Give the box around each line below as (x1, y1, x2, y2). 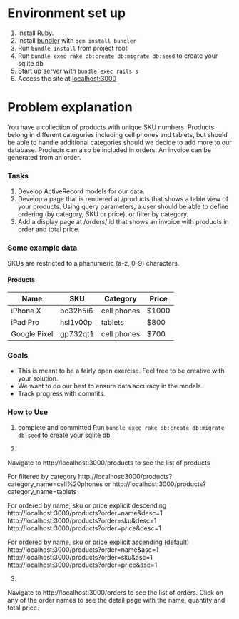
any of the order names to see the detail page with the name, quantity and (7, 596, 225, 605)
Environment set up (7, 5, 126, 21)
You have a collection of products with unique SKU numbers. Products (7, 123, 215, 131)
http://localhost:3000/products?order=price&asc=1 (7, 560, 158, 569)
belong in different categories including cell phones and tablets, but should (7, 130, 228, 139)
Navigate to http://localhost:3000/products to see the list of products (7, 458, 210, 467)
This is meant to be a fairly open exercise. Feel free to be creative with (17, 366, 225, 375)
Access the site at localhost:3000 (17, 74, 116, 83)
